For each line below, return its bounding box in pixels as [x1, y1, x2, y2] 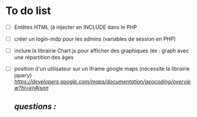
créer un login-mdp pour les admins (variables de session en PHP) [14, 35, 176, 42]
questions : [14, 101, 57, 111]
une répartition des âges [14, 54, 74, 61]
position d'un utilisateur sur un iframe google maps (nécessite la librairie [14, 65, 190, 72]
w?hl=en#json [14, 84, 49, 92]
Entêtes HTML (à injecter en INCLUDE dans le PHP [14, 24, 137, 31]
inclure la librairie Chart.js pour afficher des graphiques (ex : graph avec [14, 47, 189, 54]
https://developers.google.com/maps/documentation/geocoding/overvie [14, 78, 191, 85]
